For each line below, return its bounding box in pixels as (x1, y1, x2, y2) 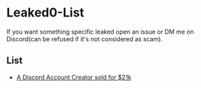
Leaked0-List (6, 5, 85, 21)
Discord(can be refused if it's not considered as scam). (6, 34, 163, 43)
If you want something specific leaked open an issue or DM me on (6, 27, 194, 36)
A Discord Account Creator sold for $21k (16, 73, 131, 81)
